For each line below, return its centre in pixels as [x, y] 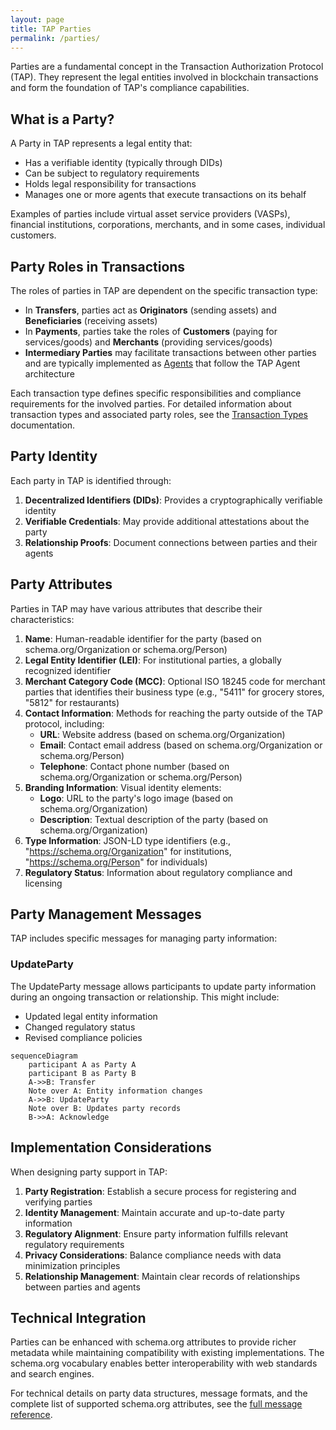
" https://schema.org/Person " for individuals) [116, 862]
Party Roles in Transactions [98, 266]
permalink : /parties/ [55, 38]
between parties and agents [82, 1287]
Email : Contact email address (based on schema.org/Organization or [181, 745]
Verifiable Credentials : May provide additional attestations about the [167, 521]
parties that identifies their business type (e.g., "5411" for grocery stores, [174, 692]
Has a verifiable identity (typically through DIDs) [123, 163]
